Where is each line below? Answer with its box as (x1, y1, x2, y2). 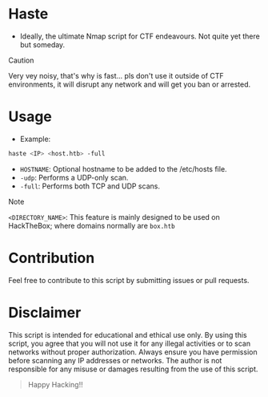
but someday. (19, 39, 66, 49)
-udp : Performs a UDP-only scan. (19, 172, 129, 182)
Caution (8, 55, 34, 65)
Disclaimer (8, 303, 82, 322)
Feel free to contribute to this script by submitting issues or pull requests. (8, 275, 250, 285)
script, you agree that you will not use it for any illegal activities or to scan (8, 338, 250, 348)
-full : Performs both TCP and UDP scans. (19, 181, 160, 191)
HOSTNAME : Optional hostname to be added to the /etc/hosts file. (19, 164, 227, 173)
